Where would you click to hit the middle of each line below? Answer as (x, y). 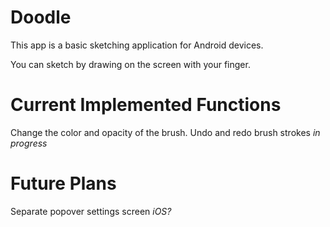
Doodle (41, 17)
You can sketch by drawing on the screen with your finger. (130, 64)
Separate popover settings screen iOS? (91, 211)
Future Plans (63, 183)
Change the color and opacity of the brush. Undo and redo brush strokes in (165, 132)
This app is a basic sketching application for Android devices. (137, 45)
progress (29, 143)
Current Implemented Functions (146, 105)
